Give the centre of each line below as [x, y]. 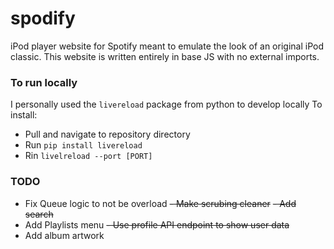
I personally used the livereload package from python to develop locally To [166, 104]
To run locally [44, 82]
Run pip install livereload [83, 145]
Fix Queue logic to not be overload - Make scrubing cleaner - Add [160, 203]
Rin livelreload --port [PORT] [88, 156]
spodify [43, 18]
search [39, 214]
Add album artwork [64, 235]
